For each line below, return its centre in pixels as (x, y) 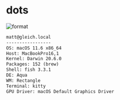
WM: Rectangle (24, 80)
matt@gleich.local (29, 37)
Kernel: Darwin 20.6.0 (34, 59)
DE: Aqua (17, 75)
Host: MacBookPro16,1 (33, 53)
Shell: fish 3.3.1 (29, 70)
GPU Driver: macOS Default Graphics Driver (60, 91)
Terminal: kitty (26, 86)
